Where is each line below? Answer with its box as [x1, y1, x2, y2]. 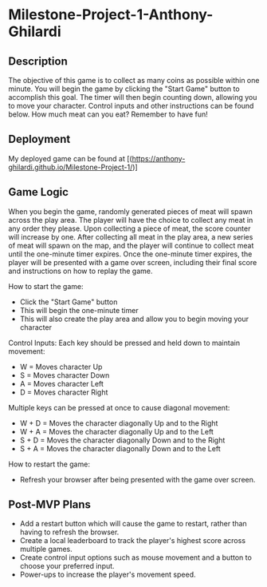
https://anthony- [132, 153, 186, 163]
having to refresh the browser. [19, 527, 120, 537]
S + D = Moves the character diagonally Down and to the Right [19, 435, 226, 445]
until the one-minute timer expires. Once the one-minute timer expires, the [8, 249, 253, 259]
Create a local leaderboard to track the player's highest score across [19, 536, 245, 545]
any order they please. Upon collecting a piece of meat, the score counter [8, 224, 251, 233]
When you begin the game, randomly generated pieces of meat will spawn [8, 206, 253, 216]
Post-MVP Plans [8, 498, 92, 512]
